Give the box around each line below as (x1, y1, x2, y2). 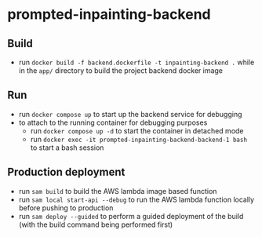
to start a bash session (30, 143, 104, 152)
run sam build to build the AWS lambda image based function (18, 186, 217, 195)
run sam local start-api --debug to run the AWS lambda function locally (18, 195, 255, 204)
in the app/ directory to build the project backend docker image (18, 66, 224, 75)
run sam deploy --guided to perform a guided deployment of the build (18, 211, 244, 221)
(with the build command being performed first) (18, 220, 173, 229)
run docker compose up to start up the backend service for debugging (18, 109, 242, 118)
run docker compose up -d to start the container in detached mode (30, 126, 244, 135)
